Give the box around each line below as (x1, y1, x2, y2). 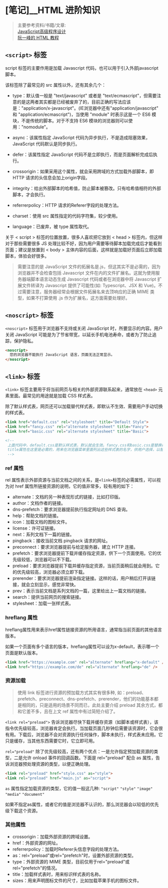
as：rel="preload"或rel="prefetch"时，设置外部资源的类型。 (12, 852, 136, 858)
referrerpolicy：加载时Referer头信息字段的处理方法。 (12, 846, 121, 852)
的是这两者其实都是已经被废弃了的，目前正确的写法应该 (16, 99, 131, 105)
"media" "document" (5, 792, 45, 797)
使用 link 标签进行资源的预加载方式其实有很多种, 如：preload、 (17, 690, 146, 696)
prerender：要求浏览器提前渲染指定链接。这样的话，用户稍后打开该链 (12, 575, 156, 581)
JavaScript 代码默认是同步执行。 (12, 141, 80, 147)
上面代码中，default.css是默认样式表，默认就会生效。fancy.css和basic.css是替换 (7, 442, 162, 448)
